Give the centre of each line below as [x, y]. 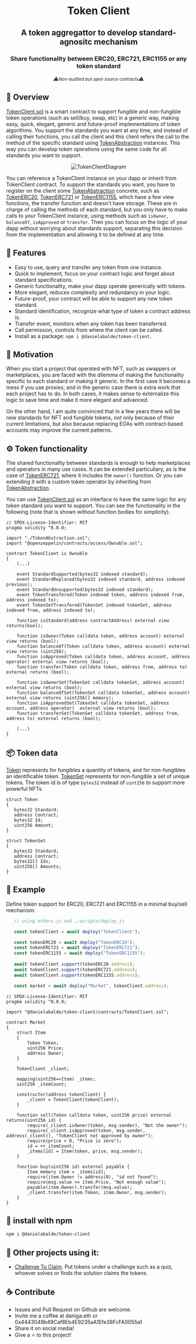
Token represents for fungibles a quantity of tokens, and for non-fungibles [96, 770]
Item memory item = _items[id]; [67, 1172]
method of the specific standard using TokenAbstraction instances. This [93, 143]
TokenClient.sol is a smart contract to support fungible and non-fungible [93, 111]
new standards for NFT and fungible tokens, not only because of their [90, 418]
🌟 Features [26, 253]
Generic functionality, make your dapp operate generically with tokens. [100, 286]
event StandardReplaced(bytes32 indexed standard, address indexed [101, 579]
